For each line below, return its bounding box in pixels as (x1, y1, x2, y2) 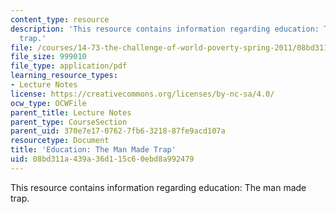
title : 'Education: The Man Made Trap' (10, 145, 177, 155)
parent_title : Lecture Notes (10, 107, 132, 118)
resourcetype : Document (10, 136, 110, 146)
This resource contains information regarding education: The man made (10, 181, 307, 193)
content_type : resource (10, 14, 110, 25)
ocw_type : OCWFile (10, 98, 87, 108)
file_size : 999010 (10, 52, 87, 62)
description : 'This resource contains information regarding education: (10, 24, 320, 34)
